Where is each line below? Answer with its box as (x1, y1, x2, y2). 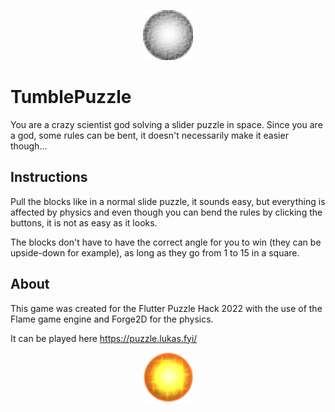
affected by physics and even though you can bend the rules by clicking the (10, 206, 323, 218)
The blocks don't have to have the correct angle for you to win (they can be (10, 236, 322, 248)
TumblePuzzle (10, 86, 132, 109)
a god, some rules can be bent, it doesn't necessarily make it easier (10, 129, 289, 141)
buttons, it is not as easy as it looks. (10, 216, 158, 229)
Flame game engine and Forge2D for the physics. (10, 313, 214, 325)
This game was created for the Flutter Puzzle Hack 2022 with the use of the (10, 302, 323, 314)
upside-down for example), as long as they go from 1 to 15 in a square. (10, 246, 300, 259)
